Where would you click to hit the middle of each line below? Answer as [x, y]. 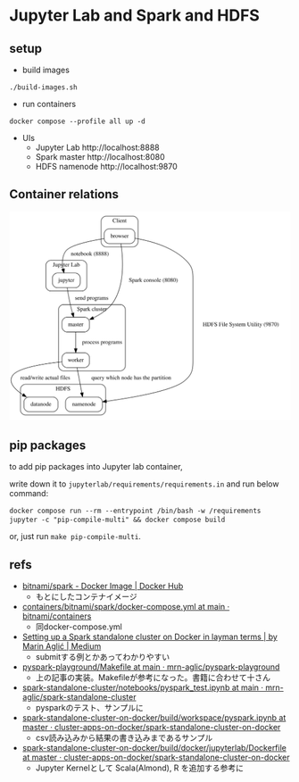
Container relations [64, 194]
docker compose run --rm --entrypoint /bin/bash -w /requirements [135, 511]
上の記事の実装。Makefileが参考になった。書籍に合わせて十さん [153, 677]
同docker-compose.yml [79, 627]
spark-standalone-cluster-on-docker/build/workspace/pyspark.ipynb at [154, 717]
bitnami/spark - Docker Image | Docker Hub [103, 586]
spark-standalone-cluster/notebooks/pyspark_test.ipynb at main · [143, 687]
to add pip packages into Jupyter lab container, [96, 467]
